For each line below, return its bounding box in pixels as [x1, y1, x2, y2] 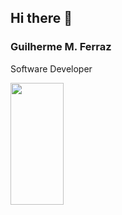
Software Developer [10, 62, 93, 75]
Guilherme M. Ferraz [10, 40, 112, 54]
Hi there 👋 [10, 10, 73, 27]
